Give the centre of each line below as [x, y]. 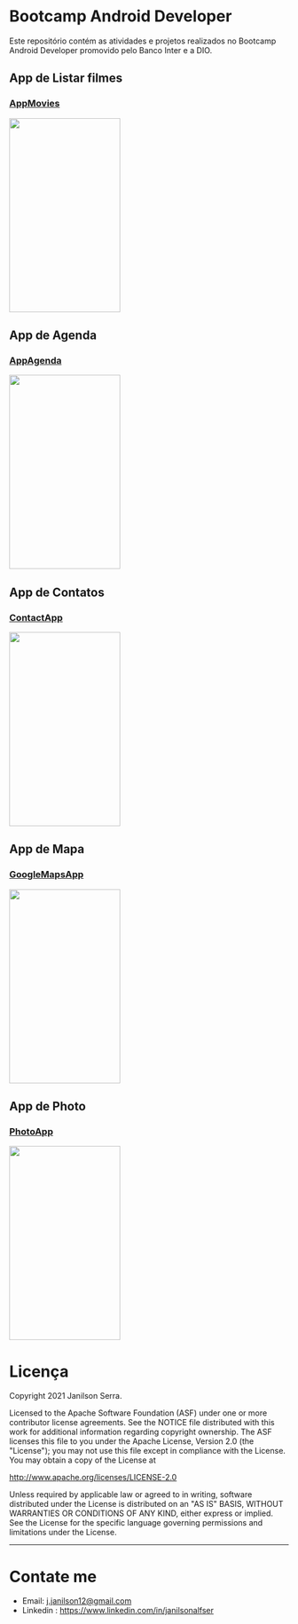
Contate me [53, 1577]
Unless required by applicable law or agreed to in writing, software [131, 1495]
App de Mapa [47, 849]
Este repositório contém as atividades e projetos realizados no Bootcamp [143, 41]
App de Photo [47, 1106]
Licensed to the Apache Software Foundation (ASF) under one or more [138, 1413]
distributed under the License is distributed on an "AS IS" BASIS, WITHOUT [146, 1504]
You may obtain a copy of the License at [83, 1460]
